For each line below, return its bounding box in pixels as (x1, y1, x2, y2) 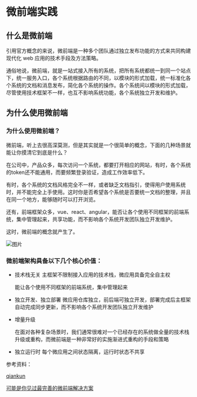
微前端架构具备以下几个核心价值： (6, 257, 103, 265)
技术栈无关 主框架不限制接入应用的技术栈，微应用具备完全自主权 (14, 271, 171, 278)
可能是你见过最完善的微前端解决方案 (6, 384, 94, 391)
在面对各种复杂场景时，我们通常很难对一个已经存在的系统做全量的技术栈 (14, 328, 189, 335)
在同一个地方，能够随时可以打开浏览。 (6, 196, 98, 203)
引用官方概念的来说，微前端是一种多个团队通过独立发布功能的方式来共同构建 (6, 48, 191, 54)
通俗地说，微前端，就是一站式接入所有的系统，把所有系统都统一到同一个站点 (6, 67, 191, 74)
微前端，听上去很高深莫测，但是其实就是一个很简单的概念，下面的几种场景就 (6, 142, 191, 149)
